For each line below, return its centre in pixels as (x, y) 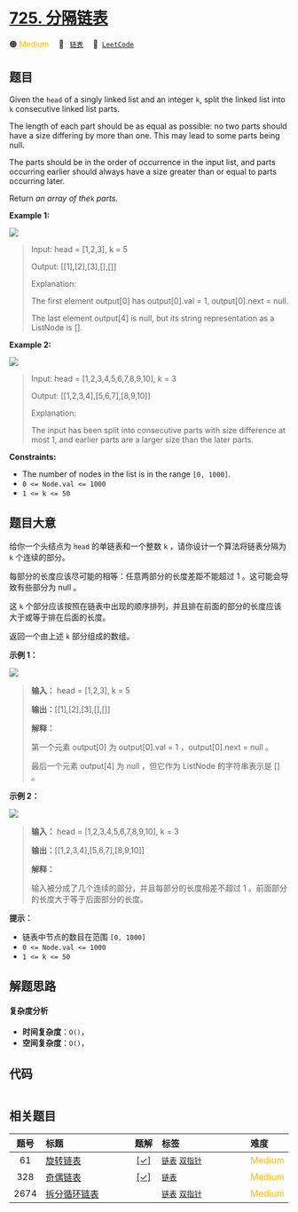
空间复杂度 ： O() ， (55, 1043)
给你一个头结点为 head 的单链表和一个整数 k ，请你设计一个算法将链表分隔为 (148, 546)
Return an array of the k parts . (63, 198)
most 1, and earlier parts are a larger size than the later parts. (142, 440)
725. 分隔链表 (59, 18)
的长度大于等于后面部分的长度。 (89, 899)
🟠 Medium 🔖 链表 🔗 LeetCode (72, 44)
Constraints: (33, 456)
